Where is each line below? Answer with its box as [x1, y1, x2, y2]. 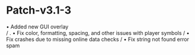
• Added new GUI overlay [6, 23, 69, 30]
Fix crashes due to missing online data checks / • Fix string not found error [6, 35, 190, 43]
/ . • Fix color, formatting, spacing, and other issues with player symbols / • [6, 29, 190, 36]
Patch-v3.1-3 [6, 4, 72, 17]
